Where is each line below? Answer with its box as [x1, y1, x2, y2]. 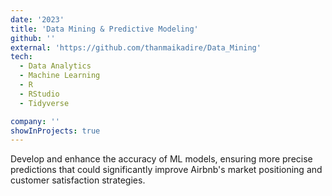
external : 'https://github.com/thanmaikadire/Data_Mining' [10, 42, 262, 53]
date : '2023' [10, 14, 65, 25]
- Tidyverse [19, 98, 70, 108]
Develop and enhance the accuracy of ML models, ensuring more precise [10, 153, 313, 165]
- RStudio [19, 89, 60, 99]
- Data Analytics [19, 61, 92, 71]
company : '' [10, 116, 60, 126]
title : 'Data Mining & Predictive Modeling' [10, 24, 199, 34]
